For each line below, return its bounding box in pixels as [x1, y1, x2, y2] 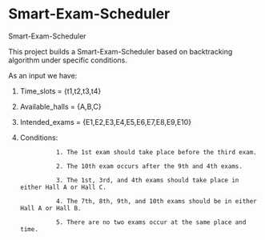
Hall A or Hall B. [19, 204, 82, 212]
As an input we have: [8, 70, 78, 80]
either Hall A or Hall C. [19, 183, 106, 191]
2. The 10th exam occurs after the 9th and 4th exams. [55, 162, 243, 170]
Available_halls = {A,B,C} [19, 102, 102, 111]
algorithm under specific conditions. [8, 55, 128, 65]
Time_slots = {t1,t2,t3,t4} [19, 86, 102, 96]
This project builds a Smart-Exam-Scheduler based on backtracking [8, 46, 233, 56]
